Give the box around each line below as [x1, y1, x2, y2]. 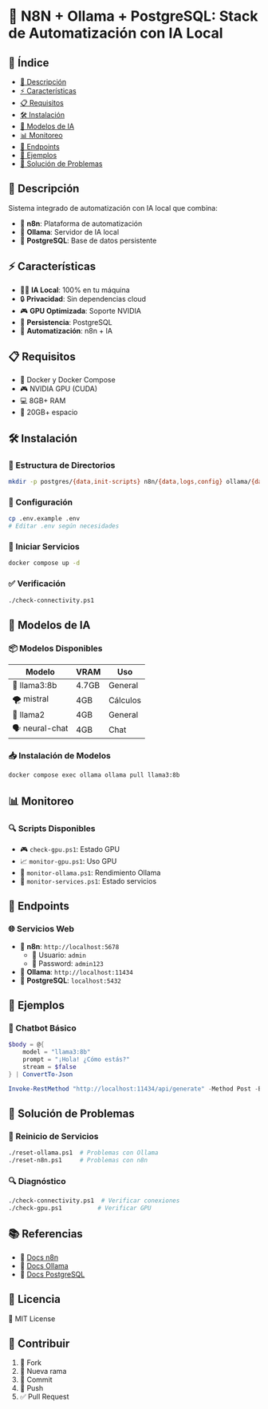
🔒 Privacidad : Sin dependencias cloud [19, 294, 146, 303]
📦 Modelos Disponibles [8, 643, 103, 654]
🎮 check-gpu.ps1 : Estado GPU [19, 844, 120, 853]
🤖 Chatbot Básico [8, 1022, 77, 1033]
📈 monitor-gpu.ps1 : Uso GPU [19, 856, 117, 865]
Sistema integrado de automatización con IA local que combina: [8, 203, 218, 212]
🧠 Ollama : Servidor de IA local [19, 227, 120, 236]
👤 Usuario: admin [31, 950, 86, 960]
